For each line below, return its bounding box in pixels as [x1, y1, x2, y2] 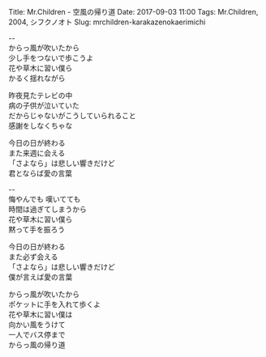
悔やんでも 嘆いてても [8, 194, 81, 204]
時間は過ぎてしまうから [8, 205, 87, 214]
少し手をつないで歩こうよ [8, 53, 94, 62]
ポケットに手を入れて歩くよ [8, 300, 101, 309]
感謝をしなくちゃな [8, 121, 73, 130]
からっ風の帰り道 [8, 340, 66, 350]
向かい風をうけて [8, 320, 66, 329]
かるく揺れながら [8, 74, 66, 83]
